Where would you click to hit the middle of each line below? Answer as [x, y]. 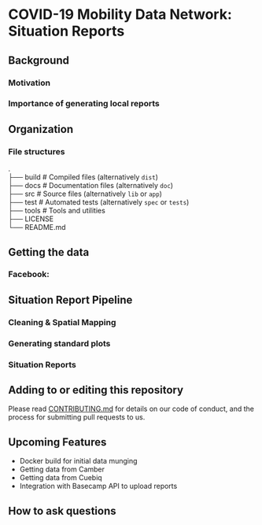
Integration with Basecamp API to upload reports [98, 486]
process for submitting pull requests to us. [77, 417]
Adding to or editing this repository [96, 390]
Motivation [30, 83]
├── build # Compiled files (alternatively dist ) [83, 177]
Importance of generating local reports [84, 104]
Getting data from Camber [62, 469]
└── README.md [37, 227]
